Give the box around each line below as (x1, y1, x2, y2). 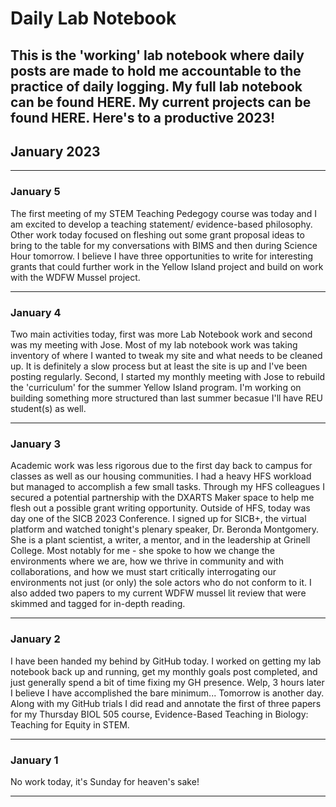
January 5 (10, 185, 61, 199)
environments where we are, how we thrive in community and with (10, 555, 284, 567)
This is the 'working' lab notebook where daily (10, 47, 305, 64)
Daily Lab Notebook (10, 7, 177, 30)
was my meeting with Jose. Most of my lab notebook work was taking (10, 338, 298, 351)
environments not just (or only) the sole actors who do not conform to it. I (10, 577, 312, 589)
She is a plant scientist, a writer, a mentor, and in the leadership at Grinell (10, 534, 311, 546)
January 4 (10, 305, 62, 319)
